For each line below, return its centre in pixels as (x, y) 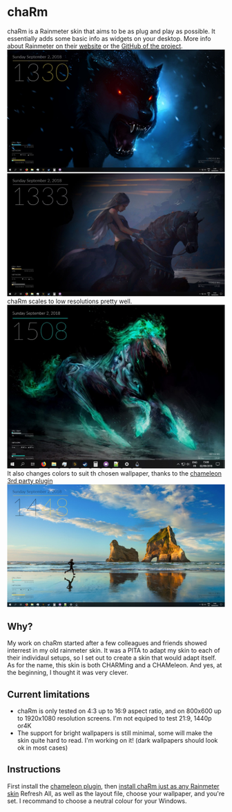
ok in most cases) (42, 748)
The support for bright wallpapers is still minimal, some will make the (115, 733)
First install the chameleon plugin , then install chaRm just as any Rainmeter (113, 786)
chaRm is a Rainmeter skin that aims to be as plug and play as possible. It (111, 31)
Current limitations (48, 694)
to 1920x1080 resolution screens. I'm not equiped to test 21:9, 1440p (114, 719)
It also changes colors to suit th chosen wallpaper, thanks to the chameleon (115, 473)
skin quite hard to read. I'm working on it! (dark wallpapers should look (117, 741)
